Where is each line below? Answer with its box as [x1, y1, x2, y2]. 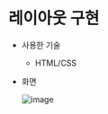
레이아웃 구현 [8, 8, 100, 29]
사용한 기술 [21, 39, 61, 50]
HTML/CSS [34, 57, 77, 68]
